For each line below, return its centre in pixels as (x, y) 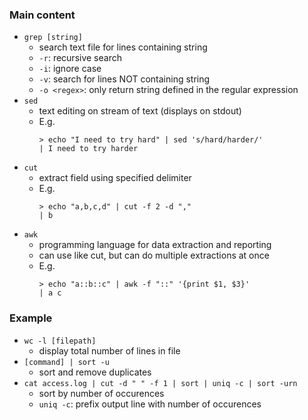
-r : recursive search (80, 58)
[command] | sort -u (66, 362)
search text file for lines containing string (123, 47)
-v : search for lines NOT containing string (124, 79)
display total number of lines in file (109, 350)
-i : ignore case (70, 69)
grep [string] (53, 38)
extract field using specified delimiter (115, 178)
